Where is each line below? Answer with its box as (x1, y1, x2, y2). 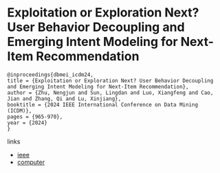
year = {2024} (7, 119, 48, 126)
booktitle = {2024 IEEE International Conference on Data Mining (7, 101, 198, 108)
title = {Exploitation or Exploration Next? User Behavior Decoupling (7, 77, 214, 84)
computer (16, 158, 45, 166)
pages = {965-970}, (7, 113, 63, 120)
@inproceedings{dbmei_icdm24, (7, 71, 94, 78)
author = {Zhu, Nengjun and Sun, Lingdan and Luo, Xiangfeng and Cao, (7, 89, 214, 96)
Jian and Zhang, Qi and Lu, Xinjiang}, (7, 95, 122, 102)
